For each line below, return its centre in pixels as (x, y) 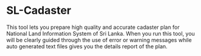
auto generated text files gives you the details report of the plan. (87, 46)
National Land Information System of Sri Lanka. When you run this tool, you (100, 33)
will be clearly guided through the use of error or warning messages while (99, 40)
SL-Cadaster (39, 11)
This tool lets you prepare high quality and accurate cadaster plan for (93, 27)
